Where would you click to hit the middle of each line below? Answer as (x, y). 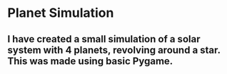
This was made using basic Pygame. (90, 61)
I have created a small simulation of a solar (104, 39)
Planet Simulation (61, 13)
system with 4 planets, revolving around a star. (114, 50)
